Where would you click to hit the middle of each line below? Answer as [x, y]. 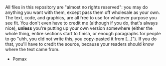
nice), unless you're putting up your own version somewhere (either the [79, 28]
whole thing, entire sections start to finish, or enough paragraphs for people [83, 33]
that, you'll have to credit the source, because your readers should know [80, 44]
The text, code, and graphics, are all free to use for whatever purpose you [81, 18]
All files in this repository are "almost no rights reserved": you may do [77, 7]
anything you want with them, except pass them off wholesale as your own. [83, 12]
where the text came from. [32, 49]
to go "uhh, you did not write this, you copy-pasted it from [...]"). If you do [81, 39]
